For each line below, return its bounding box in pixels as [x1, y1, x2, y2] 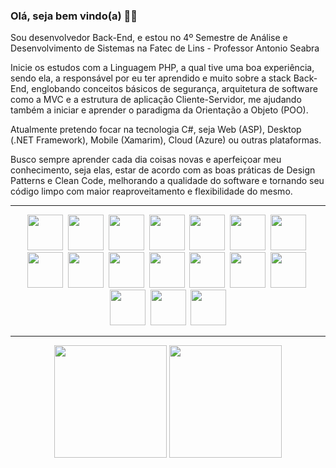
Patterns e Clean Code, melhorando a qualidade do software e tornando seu [10, 175, 325, 187]
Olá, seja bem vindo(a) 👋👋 [10, 9, 138, 23]
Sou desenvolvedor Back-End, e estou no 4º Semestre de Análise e [10, 32, 288, 44]
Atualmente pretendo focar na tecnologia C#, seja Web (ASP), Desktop [10, 124, 302, 136]
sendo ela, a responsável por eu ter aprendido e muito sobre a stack [10, 72, 292, 84]
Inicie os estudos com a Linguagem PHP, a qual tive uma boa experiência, [10, 62, 315, 74]
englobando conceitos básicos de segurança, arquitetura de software [31, 83, 318, 95]
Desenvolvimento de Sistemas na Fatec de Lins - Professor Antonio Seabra [10, 42, 320, 54]
